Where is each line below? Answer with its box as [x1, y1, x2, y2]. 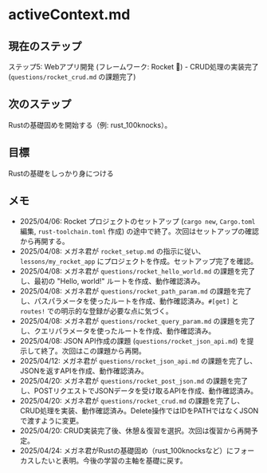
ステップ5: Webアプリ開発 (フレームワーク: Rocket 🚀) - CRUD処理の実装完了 [8, 62, 259, 71]
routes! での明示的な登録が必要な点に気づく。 [19, 306, 173, 316]
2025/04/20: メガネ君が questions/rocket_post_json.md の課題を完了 [19, 376, 249, 386]
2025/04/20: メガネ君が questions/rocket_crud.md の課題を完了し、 [19, 396, 245, 406]
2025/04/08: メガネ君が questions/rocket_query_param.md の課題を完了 [19, 317, 256, 326]
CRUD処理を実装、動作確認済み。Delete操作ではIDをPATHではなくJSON [19, 406, 259, 416]
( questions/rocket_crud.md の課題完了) [8, 72, 136, 81]
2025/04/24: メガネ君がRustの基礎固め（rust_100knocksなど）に [19, 446, 234, 455]
